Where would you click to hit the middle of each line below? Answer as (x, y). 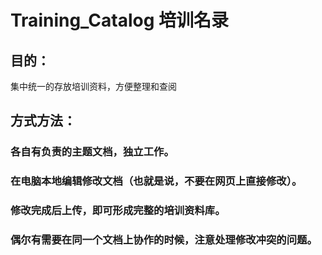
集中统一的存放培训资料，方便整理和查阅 (93, 86)
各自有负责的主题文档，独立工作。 (92, 152)
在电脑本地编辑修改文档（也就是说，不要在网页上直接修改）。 (156, 181)
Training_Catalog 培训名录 (120, 20)
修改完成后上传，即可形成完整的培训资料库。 (118, 211)
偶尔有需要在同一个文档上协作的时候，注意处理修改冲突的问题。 (164, 240)
